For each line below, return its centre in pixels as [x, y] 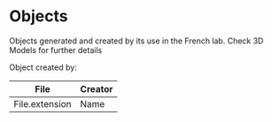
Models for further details [56, 50]
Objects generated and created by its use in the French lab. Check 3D [136, 41]
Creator [97, 88]
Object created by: [43, 67]
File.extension [43, 103]
